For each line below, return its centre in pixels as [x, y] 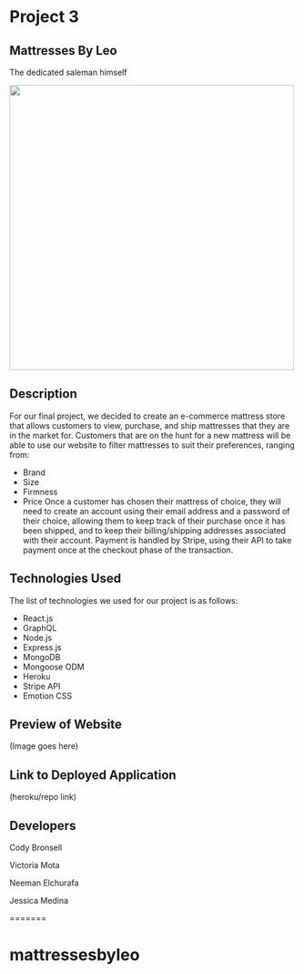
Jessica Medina [39, 901]
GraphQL [40, 627]
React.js [38, 618]
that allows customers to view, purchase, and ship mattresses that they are [150, 425]
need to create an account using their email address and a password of [156, 511]
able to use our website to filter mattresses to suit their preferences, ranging [152, 445]
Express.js [42, 647]
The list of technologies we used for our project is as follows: [124, 600]
